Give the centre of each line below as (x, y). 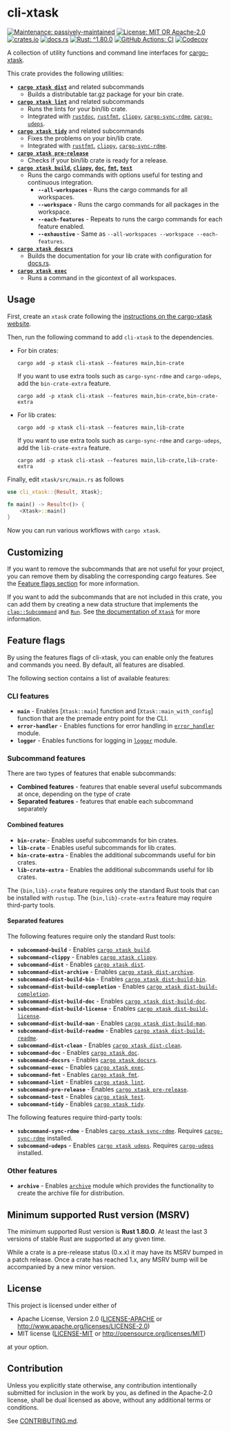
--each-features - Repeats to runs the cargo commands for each (130, 219)
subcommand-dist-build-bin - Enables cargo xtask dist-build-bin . (112, 979)
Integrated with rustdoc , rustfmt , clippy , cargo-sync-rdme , (110, 116)
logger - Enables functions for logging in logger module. (97, 741)
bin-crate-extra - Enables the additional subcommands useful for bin (116, 855)
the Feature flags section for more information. (73, 584)
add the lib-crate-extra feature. (64, 447)
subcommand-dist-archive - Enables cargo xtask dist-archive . (106, 971)
